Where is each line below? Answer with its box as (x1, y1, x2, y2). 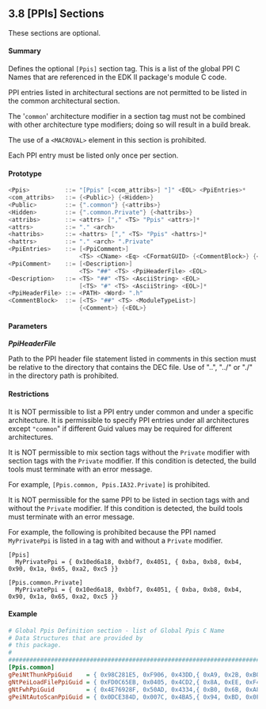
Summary (8, 46, 41, 55)
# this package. (8, 642, 62, 650)
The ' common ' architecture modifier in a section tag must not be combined (8, 112, 245, 121)
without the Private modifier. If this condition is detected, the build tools (8, 503, 243, 513)
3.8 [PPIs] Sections (8, 7, 104, 21)
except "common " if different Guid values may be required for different (8, 424, 233, 433)
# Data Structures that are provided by (8, 634, 144, 642)
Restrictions (8, 389, 50, 398)
